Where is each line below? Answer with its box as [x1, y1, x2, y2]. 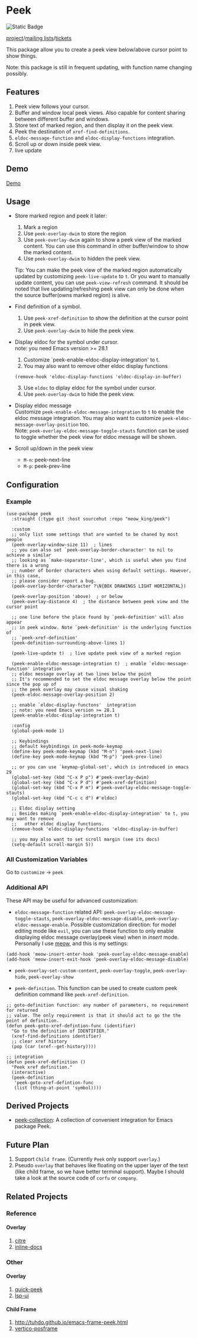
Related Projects [6, 1191, 68, 1202]
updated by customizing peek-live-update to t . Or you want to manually [14, 273, 190, 280]
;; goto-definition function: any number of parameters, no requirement [6, 1002, 189, 1008]
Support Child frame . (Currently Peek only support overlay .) [14, 1155, 161, 1163]
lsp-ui [14, 1292, 30, 1299]
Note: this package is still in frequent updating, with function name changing [6, 63, 192, 71]
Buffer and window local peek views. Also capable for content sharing [14, 109, 186, 116]
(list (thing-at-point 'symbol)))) [14, 1085, 102, 1090]
